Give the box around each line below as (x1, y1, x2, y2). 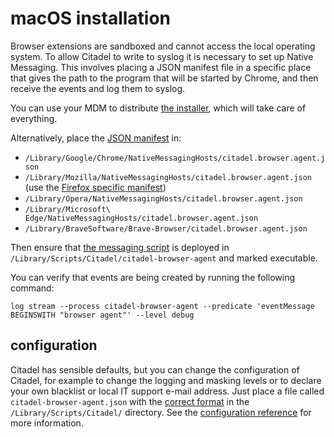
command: (10, 282, 55, 294)
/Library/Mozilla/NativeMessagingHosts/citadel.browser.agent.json (24, 172, 312, 182)
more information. (10, 417, 84, 429)
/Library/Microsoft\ (24, 204, 111, 214)
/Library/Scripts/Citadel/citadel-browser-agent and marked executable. (10, 252, 318, 264)
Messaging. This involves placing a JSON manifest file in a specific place (10, 61, 312, 73)
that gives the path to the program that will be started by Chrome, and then (10, 72, 319, 84)
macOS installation (10, 7, 172, 30)
